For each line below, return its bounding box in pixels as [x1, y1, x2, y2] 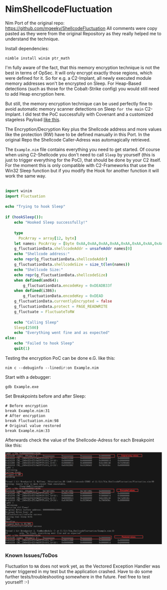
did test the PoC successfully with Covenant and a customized [25, 111, 153, 117]
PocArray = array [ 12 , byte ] [18, 236, 77, 241]
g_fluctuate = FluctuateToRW [14, 309, 75, 314]
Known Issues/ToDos [5, 552, 58, 559]
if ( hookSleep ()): [5, 215, 43, 220]
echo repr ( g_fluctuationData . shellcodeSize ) [14, 273, 108, 278]
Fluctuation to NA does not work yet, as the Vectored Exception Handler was [5, 563, 161, 569]
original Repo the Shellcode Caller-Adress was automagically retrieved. [5, 137, 151, 143]
